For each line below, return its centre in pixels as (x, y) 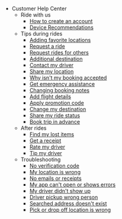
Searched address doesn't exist (68, 203)
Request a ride (47, 46)
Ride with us (36, 15)
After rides (33, 128)
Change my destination (58, 109)
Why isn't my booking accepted (68, 78)
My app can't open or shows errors (73, 185)
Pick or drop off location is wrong (70, 210)
